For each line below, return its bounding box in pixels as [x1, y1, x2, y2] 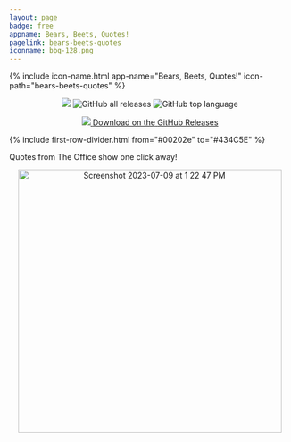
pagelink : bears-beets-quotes [9, 38, 122, 47]
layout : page [9, 13, 58, 22]
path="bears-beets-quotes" [9, 80, 112, 91]
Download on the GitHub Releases [92, 117, 219, 128]
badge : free [9, 21, 54, 30]
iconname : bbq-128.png [9, 46, 94, 55]
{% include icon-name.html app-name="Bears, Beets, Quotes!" [9, 71, 243, 81]
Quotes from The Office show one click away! [9, 152, 178, 163]
